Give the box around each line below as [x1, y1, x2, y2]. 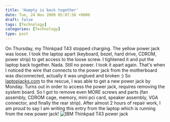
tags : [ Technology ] [5, 22, 47, 27]
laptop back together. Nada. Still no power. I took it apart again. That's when [5, 62, 165, 68]
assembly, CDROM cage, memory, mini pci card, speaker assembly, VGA [5, 94, 158, 100]
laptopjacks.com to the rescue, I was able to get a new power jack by [5, 78, 151, 84]
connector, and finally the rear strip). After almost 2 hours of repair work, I [5, 100, 161, 106]
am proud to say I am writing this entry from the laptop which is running [5, 106, 156, 111]
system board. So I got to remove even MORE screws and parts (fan [5, 89, 148, 95]
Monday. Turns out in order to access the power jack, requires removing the [5, 84, 165, 90]
